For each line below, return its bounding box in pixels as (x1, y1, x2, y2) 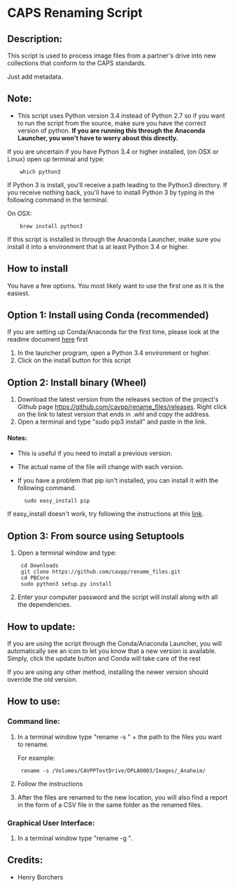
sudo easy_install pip (24, 497, 90, 504)
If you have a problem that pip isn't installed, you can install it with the (17, 476, 219, 485)
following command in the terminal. (7, 195, 109, 204)
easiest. (7, 289, 30, 297)
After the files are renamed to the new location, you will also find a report (17, 793, 228, 801)
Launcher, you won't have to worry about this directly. (17, 133, 178, 142)
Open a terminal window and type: (17, 549, 117, 557)
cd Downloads (20, 563, 59, 570)
